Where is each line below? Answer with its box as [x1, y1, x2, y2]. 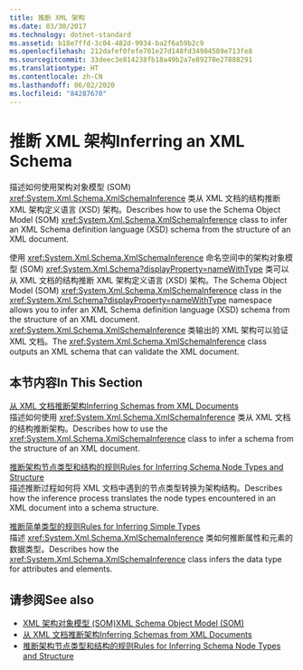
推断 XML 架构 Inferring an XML [9, 130, 245, 151]
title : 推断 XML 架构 [9, 13, 86, 23]
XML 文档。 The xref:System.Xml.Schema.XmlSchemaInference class [9, 336, 267, 347]
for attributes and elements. [9, 563, 113, 575]
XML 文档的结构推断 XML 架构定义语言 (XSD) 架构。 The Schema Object [19, 275, 288, 286]
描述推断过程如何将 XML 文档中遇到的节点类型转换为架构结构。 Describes [9, 483, 283, 493]
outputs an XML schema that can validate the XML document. [9, 346, 240, 358]
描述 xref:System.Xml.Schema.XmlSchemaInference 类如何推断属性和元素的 [9, 532, 294, 543]
